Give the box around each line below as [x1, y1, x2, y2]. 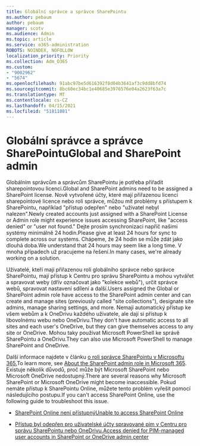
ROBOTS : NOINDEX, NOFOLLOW [6, 48, 73, 54]
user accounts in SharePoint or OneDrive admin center [14, 434, 149, 441]
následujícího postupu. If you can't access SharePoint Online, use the [6, 391, 175, 398]
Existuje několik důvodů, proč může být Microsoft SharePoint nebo [6, 366, 170, 373]
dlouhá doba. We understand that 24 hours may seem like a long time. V [6, 242, 182, 249]
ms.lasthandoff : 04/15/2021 [6, 102, 76, 109]
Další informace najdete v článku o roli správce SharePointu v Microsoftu [6, 353, 185, 360]
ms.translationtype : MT [6, 92, 65, 98]
